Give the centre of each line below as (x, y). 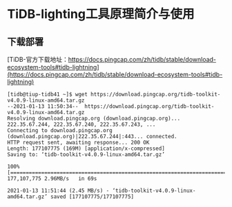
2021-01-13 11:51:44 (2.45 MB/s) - (58, 190)
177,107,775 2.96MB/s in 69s (52, 179)
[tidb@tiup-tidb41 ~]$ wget (48, 94)
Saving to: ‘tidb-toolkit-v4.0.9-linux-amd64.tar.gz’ (86, 155)
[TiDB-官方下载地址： (38, 59)
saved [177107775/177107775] (93, 197)
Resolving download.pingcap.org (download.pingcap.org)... (94, 118)
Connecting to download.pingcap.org (60, 131)
